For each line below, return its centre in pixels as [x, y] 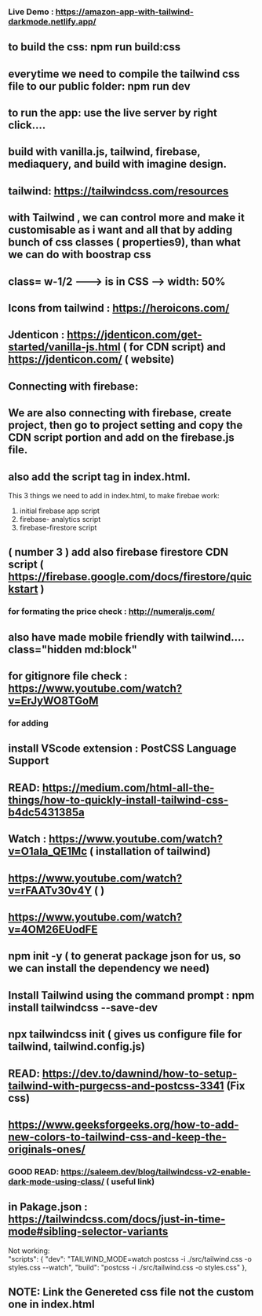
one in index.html [52, 1305]
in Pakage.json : [48, 1207]
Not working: [29, 1251]
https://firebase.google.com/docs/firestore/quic [130, 577]
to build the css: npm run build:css [95, 47]
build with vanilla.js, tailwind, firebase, [104, 152]
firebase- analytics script [60, 519]
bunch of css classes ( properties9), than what [125, 242]
